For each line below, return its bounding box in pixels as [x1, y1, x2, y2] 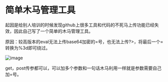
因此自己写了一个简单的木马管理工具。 [14, 28, 93, 34]
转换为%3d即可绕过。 [5, 45, 50, 51]
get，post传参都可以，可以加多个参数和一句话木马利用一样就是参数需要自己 [5, 65, 162, 71]
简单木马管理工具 [5, 4, 76, 16]
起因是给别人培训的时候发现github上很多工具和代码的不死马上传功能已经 [5, 22, 154, 28]
